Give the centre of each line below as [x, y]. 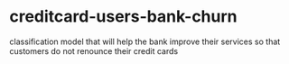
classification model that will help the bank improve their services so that [145, 41]
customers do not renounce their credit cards [94, 50]
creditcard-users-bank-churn [123, 17]
